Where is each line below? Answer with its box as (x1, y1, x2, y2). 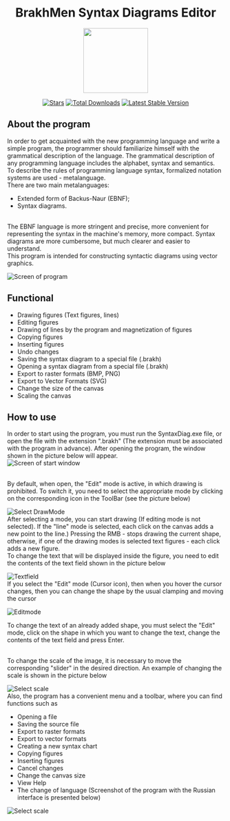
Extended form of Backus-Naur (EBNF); (17, 194, 130, 202)
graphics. (7, 259, 34, 267)
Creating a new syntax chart (17, 742, 98, 751)
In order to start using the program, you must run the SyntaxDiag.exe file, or (7, 429, 222, 438)
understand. (7, 244, 42, 253)
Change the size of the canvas (17, 384, 105, 392)
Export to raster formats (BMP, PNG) (17, 369, 121, 378)
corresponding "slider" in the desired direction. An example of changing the (7, 664, 222, 673)
